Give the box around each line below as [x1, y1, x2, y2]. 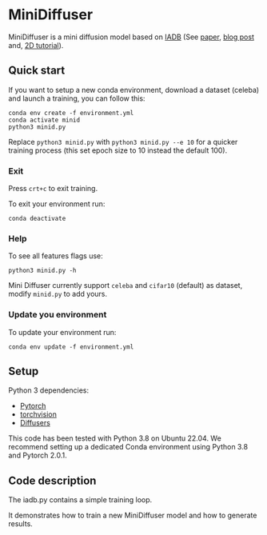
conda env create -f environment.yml [8, 109, 134, 117]
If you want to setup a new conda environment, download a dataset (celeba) [8, 85, 260, 94]
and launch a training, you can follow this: [8, 94, 145, 103]
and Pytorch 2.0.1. [8, 450, 67, 461]
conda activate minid [8, 116, 81, 124]
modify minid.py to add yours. [8, 289, 108, 299]
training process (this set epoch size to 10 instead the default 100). [8, 146, 228, 155]
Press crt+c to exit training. [8, 184, 98, 194]
